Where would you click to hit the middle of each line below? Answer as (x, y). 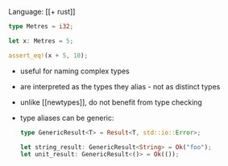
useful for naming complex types (75, 71)
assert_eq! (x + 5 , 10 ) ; (48, 56)
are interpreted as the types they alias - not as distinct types (120, 86)
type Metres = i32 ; (41, 27)
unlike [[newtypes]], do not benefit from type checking (111, 102)
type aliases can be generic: (67, 118)
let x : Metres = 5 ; (41, 41)
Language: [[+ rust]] (42, 12)
